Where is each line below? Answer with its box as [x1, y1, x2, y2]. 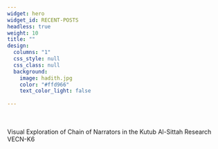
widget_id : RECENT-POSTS [7, 17, 79, 24]
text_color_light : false [19, 87, 91, 94]
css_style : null [13, 55, 60, 62]
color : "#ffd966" [19, 81, 70, 88]
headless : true [7, 23, 51, 30]
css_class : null [13, 62, 60, 69]
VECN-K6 [7, 135, 35, 143]
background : [13, 68, 48, 75]
